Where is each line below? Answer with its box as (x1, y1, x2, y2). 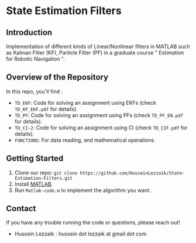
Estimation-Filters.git (14, 175, 73, 181)
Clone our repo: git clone (14, 169, 78, 176)
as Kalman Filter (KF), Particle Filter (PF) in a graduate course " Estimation (6, 49, 184, 56)
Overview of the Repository (6, 72, 109, 83)
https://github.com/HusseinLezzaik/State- (80, 170, 185, 176)
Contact (6, 204, 36, 214)
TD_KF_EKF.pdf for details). (14, 105, 78, 112)
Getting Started (6, 153, 64, 163)
